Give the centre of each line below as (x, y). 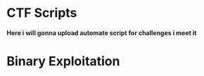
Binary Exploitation (63, 61)
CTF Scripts (42, 13)
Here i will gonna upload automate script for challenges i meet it (102, 32)
